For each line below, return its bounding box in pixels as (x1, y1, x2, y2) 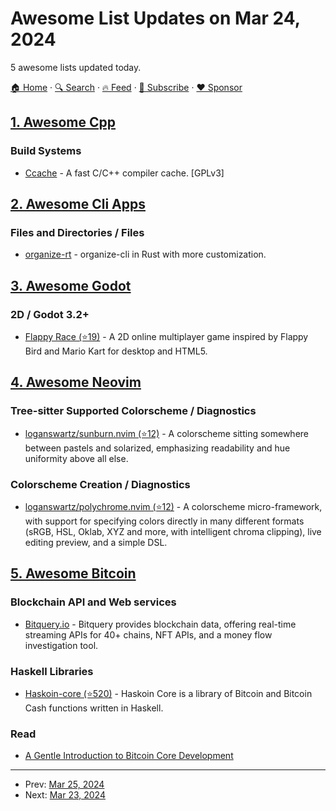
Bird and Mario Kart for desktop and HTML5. (24, 345, 208, 357)
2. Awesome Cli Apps (10, 196, 146, 213)
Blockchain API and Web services (10, 595, 177, 609)
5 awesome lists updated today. (10, 61, 142, 73)
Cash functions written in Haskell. (24, 702, 164, 714)
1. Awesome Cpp (10, 114, 117, 131)
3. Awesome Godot (10, 277, 132, 294)
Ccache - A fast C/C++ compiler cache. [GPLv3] (24, 167, 225, 179)
